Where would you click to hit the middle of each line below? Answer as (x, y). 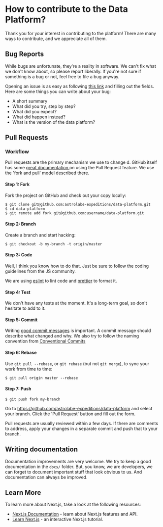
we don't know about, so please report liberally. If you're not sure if (73, 71)
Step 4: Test (18, 292)
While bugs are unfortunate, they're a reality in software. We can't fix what (81, 66)
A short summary (30, 101)
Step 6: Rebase (21, 353)
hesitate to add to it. (25, 308)
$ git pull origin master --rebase (42, 378)
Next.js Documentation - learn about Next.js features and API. (75, 514)
